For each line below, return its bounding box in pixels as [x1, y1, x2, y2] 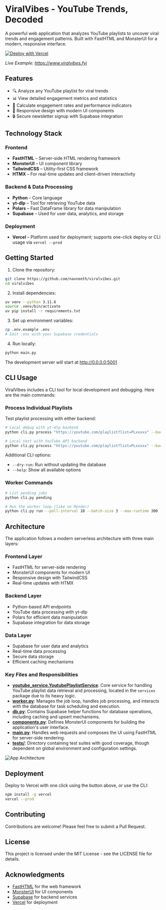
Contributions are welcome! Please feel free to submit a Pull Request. [5, 823, 146, 829]
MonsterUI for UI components [12, 889, 73, 895]
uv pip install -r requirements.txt [5, 309, 81, 314]
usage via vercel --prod [12, 239, 63, 245]
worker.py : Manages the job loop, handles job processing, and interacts [12, 698, 160, 704]
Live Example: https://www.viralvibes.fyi [5, 60, 87, 66]
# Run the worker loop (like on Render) [5, 504, 90, 509]
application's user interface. [12, 725, 70, 730]
